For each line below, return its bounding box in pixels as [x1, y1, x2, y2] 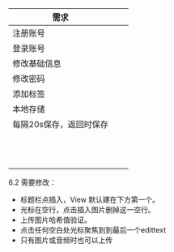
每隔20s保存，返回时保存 [12, 119, 109, 130]
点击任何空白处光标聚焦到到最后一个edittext [19, 225, 167, 234]
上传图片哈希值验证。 [19, 215, 91, 224]
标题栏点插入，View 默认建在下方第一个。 [19, 194, 160, 204]
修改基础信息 [12, 58, 62, 69]
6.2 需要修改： [8, 177, 57, 187]
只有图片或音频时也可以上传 [19, 235, 113, 245]
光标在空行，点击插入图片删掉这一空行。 [19, 205, 155, 214]
